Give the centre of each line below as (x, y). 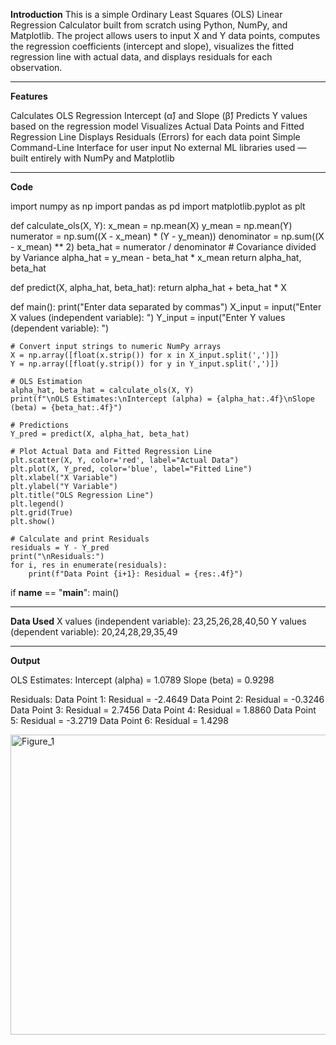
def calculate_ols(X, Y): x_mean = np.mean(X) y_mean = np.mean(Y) (151, 225)
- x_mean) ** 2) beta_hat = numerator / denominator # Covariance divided (163, 247)
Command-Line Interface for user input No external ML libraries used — (158, 147)
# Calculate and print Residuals (80, 539)
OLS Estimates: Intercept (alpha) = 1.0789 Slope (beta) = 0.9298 (142, 680)
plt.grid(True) (42, 513)
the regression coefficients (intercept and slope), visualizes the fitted (152, 46)
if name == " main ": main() (65, 592)
